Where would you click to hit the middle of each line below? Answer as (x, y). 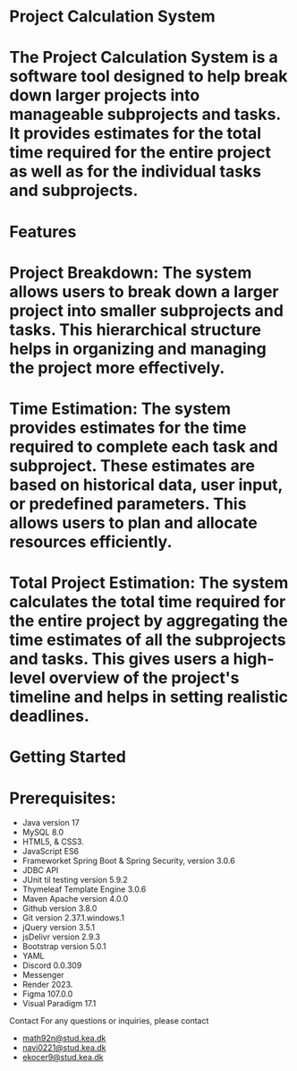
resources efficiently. (91, 541)
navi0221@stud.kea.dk (64, 1048)
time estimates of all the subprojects (148, 640)
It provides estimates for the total (136, 134)
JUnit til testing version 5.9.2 (75, 880)
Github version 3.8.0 (59, 908)
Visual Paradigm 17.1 (59, 1004)
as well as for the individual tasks (136, 171)
